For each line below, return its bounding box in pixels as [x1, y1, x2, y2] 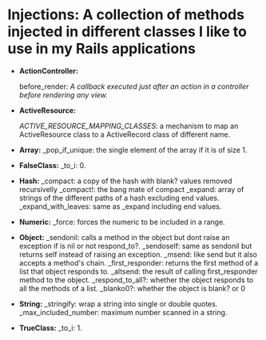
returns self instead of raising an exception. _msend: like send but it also [18, 250, 257, 259]
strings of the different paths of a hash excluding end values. [18, 193, 220, 202]
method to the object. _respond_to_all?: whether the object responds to [18, 274, 254, 285]
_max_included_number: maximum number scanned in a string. [18, 307, 228, 317]
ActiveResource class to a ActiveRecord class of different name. [18, 130, 231, 139]
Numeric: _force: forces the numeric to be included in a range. [18, 217, 225, 226]
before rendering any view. [18, 90, 109, 99]
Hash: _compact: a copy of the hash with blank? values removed [18, 176, 232, 186]
